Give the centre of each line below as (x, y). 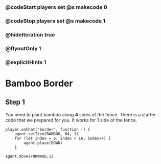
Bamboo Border (39, 83)
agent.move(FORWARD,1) (29, 156)
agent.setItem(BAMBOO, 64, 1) (47, 134)
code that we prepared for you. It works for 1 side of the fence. (71, 120)
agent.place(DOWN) (43, 143)
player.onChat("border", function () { (48, 129)
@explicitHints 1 (26, 62)
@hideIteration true (30, 34)
